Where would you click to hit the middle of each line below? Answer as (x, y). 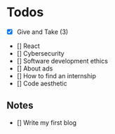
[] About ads (35, 68)
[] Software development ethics (62, 61)
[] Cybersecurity (40, 53)
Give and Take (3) (42, 32)
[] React (28, 46)
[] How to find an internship (56, 76)
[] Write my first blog (47, 122)
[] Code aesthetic (42, 83)
